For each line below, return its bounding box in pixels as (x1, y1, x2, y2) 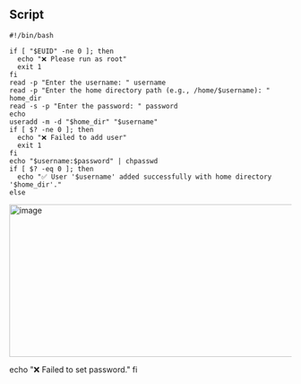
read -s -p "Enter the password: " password (9, 101, 178, 110)
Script (9, 7, 45, 22)
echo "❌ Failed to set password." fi (9, 363, 138, 375)
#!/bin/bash (9, 31, 54, 39)
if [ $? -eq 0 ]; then (9, 164, 94, 173)
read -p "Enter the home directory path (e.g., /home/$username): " (9, 85, 271, 95)
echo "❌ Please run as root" (17, 54, 127, 64)
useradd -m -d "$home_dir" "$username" (9, 117, 159, 127)
